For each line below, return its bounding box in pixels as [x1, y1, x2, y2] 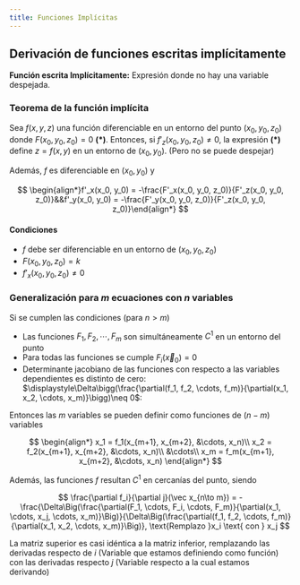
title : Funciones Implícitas [9, 13, 118, 22]
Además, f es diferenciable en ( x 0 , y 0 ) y [9, 165, 155, 177]
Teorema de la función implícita [9, 102, 150, 115]
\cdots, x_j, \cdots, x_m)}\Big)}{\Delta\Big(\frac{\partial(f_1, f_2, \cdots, [9, 511, 270, 521]
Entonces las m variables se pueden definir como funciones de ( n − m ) [9, 409, 270, 421]
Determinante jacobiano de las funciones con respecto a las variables [21, 364, 280, 374]
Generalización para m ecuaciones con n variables [9, 292, 234, 305]
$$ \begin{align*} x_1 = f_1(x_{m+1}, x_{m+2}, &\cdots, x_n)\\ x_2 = [29, 436, 272, 448]
